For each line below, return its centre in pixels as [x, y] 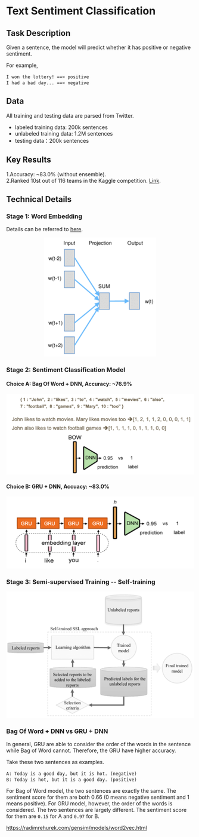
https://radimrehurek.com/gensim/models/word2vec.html [77, 827]
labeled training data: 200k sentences [61, 127]
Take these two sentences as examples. [55, 762]
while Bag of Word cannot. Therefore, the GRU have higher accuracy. [91, 750]
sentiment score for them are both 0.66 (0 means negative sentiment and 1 [98, 797]
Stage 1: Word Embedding [44, 216]
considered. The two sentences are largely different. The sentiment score [97, 810]
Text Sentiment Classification [81, 11]
